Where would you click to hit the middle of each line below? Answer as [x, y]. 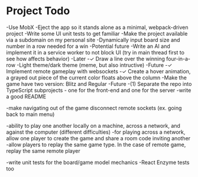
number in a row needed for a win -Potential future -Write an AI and [88, 46]
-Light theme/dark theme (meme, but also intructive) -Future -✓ [95, 65]
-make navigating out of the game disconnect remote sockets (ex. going [94, 108]
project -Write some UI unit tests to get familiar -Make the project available [97, 33]
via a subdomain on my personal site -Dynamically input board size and [93, 40]
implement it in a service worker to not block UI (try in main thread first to [95, 52]
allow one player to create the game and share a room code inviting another [98, 138]
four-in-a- [178, 59]
